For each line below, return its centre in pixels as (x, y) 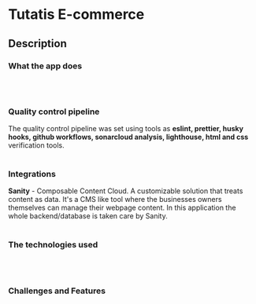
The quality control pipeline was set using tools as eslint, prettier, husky (126, 129)
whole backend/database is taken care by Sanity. (88, 216)
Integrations (32, 174)
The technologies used (53, 245)
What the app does (45, 66)
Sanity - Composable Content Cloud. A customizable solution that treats (126, 191)
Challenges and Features (57, 291)
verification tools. (36, 145)
